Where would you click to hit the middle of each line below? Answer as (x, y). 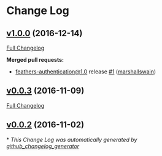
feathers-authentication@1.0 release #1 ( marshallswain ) (86, 72)
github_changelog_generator (43, 146)
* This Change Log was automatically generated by (72, 139)
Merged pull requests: (35, 60)
